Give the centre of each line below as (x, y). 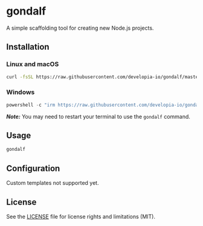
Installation (28, 47)
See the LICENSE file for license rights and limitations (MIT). (81, 216)
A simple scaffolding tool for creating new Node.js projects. (80, 28)
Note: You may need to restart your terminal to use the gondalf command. (98, 116)
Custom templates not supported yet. (53, 183)
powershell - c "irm (31, 105)
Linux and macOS (33, 64)
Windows (21, 92)
